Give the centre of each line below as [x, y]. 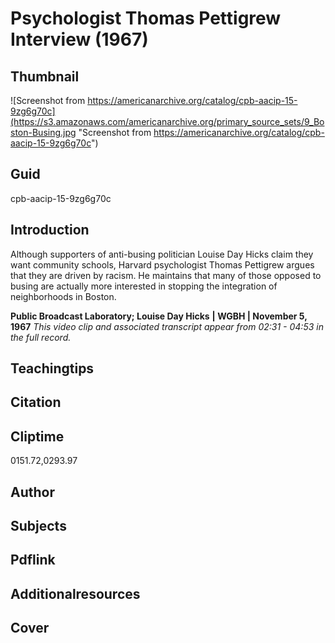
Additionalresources [75, 593]
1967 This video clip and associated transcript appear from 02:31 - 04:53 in [167, 326]
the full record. [41, 337]
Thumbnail [45, 76]
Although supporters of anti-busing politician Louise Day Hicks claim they [162, 254]
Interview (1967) [79, 39]
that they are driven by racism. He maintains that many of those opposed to [166, 275]
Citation [36, 402]
